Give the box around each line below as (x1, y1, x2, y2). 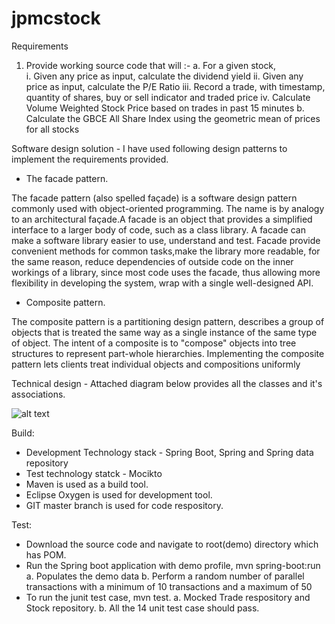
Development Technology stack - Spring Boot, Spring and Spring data (25, 446, 314, 458)
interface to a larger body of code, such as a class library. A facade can (11, 223, 306, 236)
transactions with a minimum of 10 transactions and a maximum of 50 (25, 580, 313, 592)
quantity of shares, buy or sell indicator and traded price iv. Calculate (25, 91, 311, 103)
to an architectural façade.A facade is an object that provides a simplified (11, 213, 313, 225)
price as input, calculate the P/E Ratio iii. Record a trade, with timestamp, (25, 80, 326, 92)
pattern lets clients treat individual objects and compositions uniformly (11, 358, 301, 370)
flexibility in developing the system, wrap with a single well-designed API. (11, 277, 314, 289)
